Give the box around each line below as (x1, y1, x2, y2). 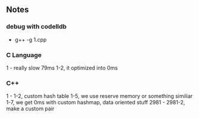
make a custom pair (6, 105, 55, 112)
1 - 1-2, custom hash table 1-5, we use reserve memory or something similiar (6, 93, 193, 100)
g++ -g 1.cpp (14, 36, 47, 43)
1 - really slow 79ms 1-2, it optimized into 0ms (6, 64, 118, 71)
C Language (6, 50, 42, 59)
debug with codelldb (6, 23, 67, 31)
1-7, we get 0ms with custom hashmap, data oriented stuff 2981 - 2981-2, (6, 99, 185, 106)
